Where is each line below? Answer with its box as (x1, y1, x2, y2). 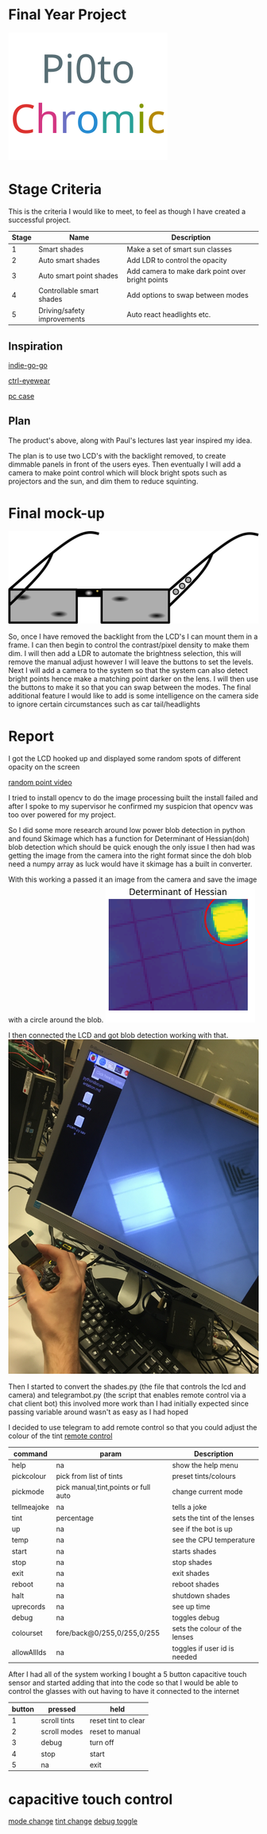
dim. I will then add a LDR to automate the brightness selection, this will (8, 649, 242, 659)
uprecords (11, 1601, 46, 1611)
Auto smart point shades (38, 271, 119, 280)
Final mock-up (8, 504, 105, 522)
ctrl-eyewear (8, 376, 50, 385)
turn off (89, 1738, 114, 1747)
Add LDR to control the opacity (126, 255, 228, 264)
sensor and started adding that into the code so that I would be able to (8, 1678, 238, 1687)
